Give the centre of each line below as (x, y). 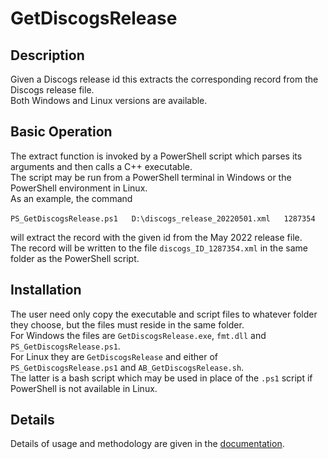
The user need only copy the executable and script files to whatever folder (164, 314)
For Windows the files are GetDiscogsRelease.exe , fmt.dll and (138, 335)
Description (47, 55)
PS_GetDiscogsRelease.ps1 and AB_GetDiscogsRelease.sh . (127, 367)
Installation (46, 290)
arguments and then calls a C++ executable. (101, 166)
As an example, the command (71, 198)
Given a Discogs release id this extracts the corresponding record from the (164, 79)
